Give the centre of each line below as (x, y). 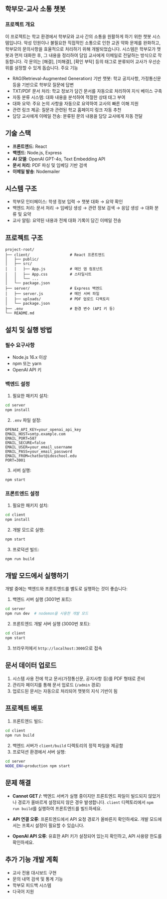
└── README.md (20, 313)
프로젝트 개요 (20, 25)
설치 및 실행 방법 (29, 330)
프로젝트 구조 (24, 238)
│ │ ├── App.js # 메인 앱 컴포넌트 (54, 269)
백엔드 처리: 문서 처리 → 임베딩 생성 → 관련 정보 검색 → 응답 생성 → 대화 (83, 208)
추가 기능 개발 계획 (32, 860)
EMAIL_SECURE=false (25, 442)
